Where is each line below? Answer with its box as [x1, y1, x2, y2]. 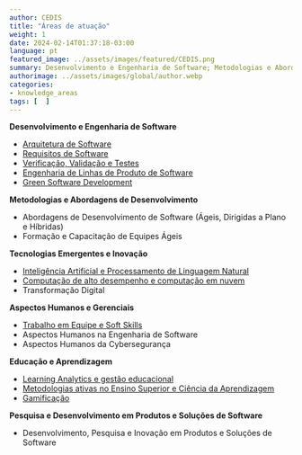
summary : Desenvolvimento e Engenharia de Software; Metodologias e [9, 64, 271, 73]
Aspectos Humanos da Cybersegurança [22, 339, 171, 350]
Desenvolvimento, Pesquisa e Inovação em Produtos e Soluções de [22, 428, 272, 439]
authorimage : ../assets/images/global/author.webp [9, 72, 203, 81]
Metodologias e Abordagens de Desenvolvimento [9, 194, 199, 205]
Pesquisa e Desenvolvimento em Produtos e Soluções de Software [9, 410, 263, 421]
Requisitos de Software [22, 148, 110, 159]
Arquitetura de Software [22, 138, 112, 149]
